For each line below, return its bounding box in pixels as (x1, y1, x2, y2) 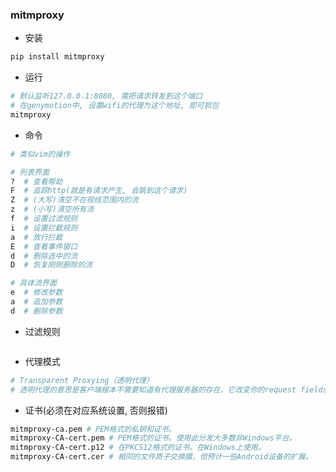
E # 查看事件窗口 (10, 241, 78, 252)
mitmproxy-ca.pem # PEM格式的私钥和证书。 (10, 424, 177, 434)
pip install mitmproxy (10, 52, 105, 62)
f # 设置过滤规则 (10, 214, 78, 224)
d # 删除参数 (10, 306, 63, 316)
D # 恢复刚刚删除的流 (10, 260, 93, 270)
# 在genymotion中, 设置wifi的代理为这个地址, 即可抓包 (10, 101, 220, 111)
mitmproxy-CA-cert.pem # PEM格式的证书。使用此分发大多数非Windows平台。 (10, 433, 297, 443)
